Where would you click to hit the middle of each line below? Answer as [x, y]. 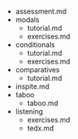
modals [27, 20]
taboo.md [43, 103]
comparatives [37, 69]
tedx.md [41, 128]
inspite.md [32, 86]
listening [29, 112]
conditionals [35, 45]
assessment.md [41, 11]
